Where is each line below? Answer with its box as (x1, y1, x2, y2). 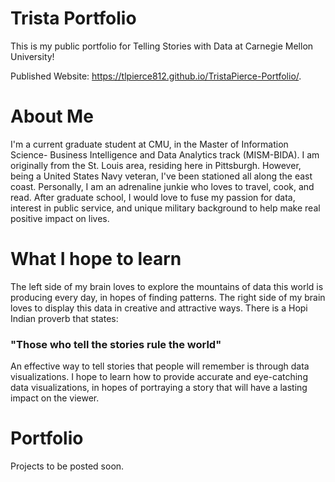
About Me (10, 105, 94, 128)
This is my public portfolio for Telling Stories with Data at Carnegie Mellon (10, 40, 314, 52)
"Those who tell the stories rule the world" (10, 337, 222, 351)
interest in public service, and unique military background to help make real (10, 202, 321, 214)
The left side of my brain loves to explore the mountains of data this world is (10, 280, 324, 292)
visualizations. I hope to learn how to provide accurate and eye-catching (10, 371, 308, 383)
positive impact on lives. (10, 212, 110, 224)
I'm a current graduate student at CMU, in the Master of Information (10, 138, 289, 150)
